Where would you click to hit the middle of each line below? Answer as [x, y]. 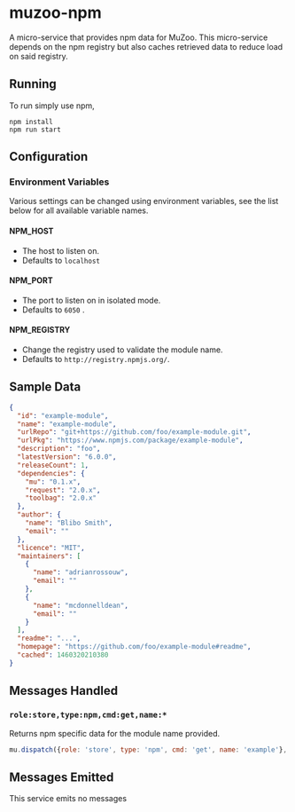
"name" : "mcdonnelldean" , [80, 605]
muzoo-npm [55, 13]
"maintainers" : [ [49, 556]
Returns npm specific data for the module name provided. [115, 733]
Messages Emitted [62, 777]
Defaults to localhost [61, 260]
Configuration [49, 157]
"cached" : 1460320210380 [63, 655]
